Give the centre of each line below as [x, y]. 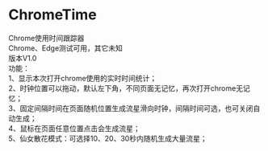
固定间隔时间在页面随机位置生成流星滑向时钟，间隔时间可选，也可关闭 [136, 108]
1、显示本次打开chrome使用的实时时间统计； [83, 78]
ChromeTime [52, 15]
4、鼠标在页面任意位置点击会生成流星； [75, 128]
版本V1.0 [23, 58]
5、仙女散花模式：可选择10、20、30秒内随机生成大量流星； [108, 138]
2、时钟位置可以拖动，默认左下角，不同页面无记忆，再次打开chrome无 [126, 88]
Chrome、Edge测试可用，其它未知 [66, 48]
